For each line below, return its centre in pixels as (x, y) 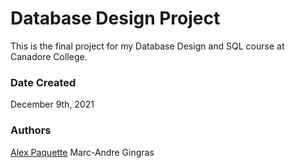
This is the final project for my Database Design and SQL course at (147, 46)
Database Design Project (115, 18)
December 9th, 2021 (52, 104)
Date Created (43, 82)
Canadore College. (49, 56)
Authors (31, 130)
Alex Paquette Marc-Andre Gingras (82, 152)
